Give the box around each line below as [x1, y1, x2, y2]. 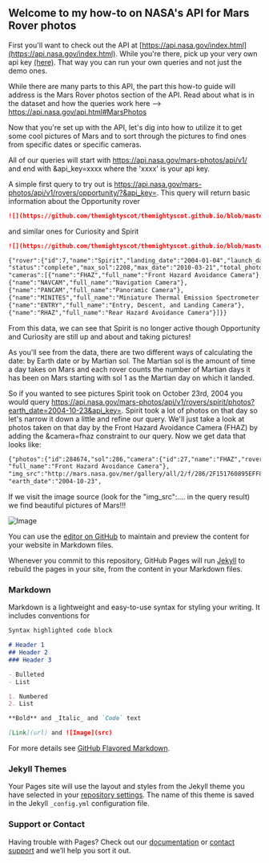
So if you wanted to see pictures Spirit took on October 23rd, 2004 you [8, 389, 243, 398]
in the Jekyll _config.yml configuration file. [8, 799, 150, 808]
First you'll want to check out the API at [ [8, 40, 143, 50]
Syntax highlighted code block [8, 626, 113, 635]
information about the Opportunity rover [8, 196, 140, 206]
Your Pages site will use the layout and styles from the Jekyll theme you [8, 782, 246, 792]
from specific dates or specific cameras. [8, 140, 142, 149]
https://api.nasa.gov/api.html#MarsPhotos [8, 107, 147, 116]
